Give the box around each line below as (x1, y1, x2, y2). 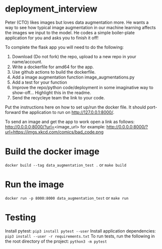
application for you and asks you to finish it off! (5, 35, 99, 41)
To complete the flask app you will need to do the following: (5, 44, 124, 50)
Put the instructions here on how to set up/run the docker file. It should (5, 104, 146, 110)
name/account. (12, 59, 43, 64)
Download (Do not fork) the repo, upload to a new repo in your (12, 53, 136, 59)
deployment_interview (5, 3, 98, 15)
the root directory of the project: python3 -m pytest (5, 238, 107, 244)
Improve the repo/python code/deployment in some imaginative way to (12, 84, 154, 90)
